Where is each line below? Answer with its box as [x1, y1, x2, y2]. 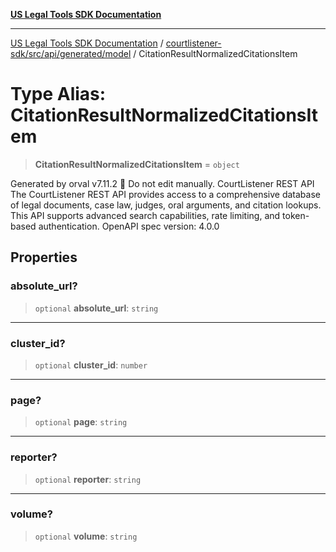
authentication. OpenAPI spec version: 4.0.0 [38, 220, 220, 232]
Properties [10, 249, 78, 266]
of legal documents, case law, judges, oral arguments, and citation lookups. [10, 199, 322, 211]
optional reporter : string [34, 473, 142, 485]
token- [282, 209, 310, 221]
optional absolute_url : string [34, 302, 159, 314]
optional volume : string [34, 530, 138, 542]
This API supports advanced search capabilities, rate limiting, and [10, 209, 281, 221]
